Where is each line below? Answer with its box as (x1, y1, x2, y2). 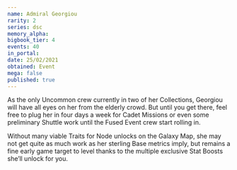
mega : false (7, 69, 42, 76)
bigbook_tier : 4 (7, 37, 55, 44)
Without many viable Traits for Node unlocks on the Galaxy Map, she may (7, 132, 221, 140)
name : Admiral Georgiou (7, 10, 78, 18)
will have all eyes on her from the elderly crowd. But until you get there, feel (7, 103, 228, 112)
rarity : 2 (7, 17, 37, 24)
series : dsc (7, 23, 42, 30)
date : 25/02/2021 (7, 57, 59, 64)
